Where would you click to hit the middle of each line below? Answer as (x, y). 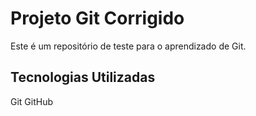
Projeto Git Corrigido (97, 18)
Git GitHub (32, 101)
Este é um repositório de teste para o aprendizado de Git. (128, 46)
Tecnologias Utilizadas (83, 77)
